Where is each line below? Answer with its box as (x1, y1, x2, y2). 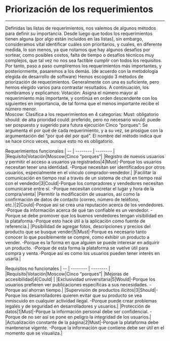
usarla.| (5, 255, 21, 261)
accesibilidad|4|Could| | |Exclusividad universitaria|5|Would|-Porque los (5, 276, 155, 282)
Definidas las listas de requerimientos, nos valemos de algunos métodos (5, 25, 156, 31)
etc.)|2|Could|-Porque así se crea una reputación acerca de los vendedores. (5, 202, 164, 208)
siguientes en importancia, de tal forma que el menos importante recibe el (5, 100, 159, 106)
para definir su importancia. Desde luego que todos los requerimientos (5, 30, 153, 36)
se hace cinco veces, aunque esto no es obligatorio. (5, 138, 114, 144)
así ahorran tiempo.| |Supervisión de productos (21, 287, 120, 293)
